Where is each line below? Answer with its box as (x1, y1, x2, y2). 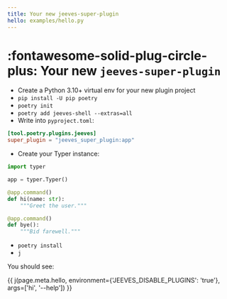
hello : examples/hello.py (7, 17, 84, 24)
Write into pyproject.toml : (17, 116, 94, 125)
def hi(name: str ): (7, 195, 65, 202)
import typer (7, 163, 46, 170)
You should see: (7, 262, 55, 271)
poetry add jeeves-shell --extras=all (17, 110, 133, 117)
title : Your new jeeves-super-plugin (7, 10, 119, 18)
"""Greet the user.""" (20, 202, 87, 210)
